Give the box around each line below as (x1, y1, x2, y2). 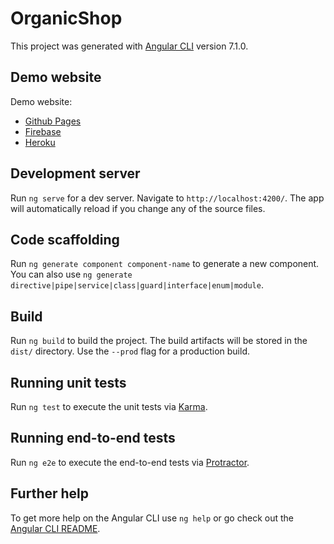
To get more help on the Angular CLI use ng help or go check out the (10, 512, 294, 524)
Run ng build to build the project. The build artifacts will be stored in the (10, 335, 308, 347)
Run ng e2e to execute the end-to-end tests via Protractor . (10, 456, 250, 468)
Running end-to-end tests (10, 430, 176, 447)
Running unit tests (10, 374, 127, 391)
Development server (10, 165, 141, 182)
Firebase (24, 125, 62, 137)
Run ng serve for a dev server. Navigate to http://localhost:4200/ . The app (10, 192, 325, 204)
